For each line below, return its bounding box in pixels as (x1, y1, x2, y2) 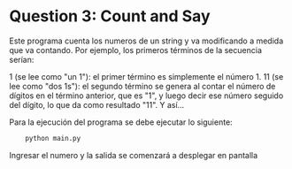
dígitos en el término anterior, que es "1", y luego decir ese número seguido (9, 90, 284, 101)
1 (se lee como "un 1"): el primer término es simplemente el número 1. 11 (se (9, 71, 284, 81)
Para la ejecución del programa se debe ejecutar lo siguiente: (9, 117, 233, 127)
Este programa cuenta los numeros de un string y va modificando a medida (9, 35, 284, 46)
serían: (9, 54, 35, 65)
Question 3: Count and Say (9, 6, 211, 27)
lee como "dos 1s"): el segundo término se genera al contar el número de (9, 81, 276, 91)
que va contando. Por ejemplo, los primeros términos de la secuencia (9, 44, 263, 55)
